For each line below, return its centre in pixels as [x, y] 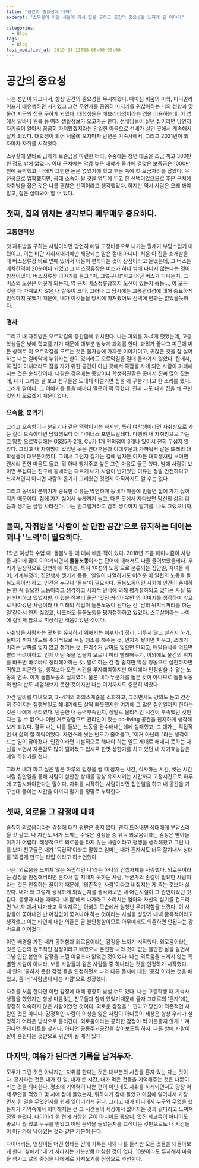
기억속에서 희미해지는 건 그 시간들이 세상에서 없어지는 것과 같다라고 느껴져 [108, 1109]
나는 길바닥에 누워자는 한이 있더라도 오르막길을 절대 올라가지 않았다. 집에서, [104, 358]
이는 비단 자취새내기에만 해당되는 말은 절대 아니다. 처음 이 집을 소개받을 [106, 254]
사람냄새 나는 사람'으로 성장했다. [70, 979]
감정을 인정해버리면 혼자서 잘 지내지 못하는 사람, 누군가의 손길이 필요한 [94, 877]
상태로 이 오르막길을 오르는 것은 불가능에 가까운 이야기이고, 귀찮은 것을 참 [97, 351]
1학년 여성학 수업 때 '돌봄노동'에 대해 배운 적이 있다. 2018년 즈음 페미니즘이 [93, 553]
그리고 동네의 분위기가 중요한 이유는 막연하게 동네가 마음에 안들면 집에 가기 [93, 491]
